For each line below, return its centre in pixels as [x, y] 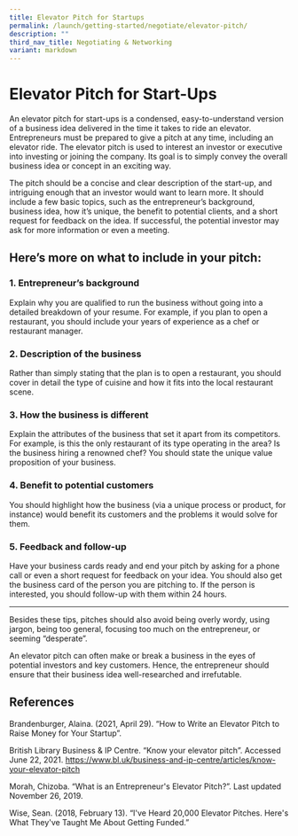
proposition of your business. [63, 463]
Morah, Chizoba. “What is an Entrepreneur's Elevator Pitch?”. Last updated [145, 786]
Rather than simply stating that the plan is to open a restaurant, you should [145, 373]
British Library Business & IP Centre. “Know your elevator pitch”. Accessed [145, 750]
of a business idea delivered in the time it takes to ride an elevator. [130, 129]
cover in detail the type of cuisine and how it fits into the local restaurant [141, 383]
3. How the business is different [79, 415]
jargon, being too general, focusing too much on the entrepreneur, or [135, 629]
